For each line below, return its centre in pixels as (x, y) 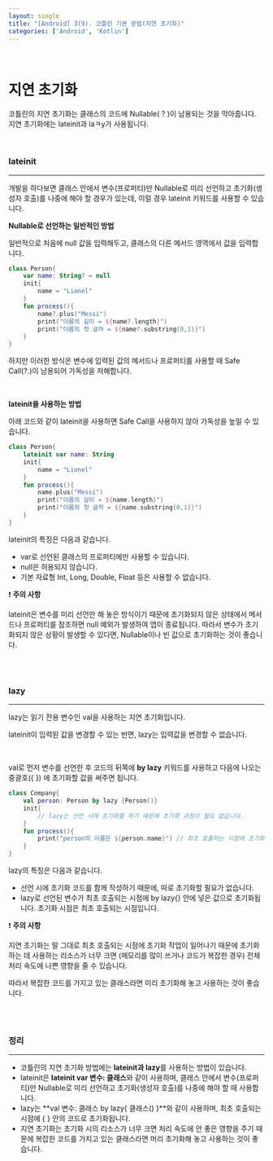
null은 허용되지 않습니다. (58, 566)
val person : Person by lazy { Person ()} (91, 801)
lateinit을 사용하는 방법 (45, 404)
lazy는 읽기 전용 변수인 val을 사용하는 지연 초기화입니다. (97, 717)
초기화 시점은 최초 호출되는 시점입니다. (99, 908)
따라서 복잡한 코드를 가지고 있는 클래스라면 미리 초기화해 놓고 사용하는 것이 (127, 983)
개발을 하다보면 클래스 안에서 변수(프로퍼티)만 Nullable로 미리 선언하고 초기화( (132, 187)
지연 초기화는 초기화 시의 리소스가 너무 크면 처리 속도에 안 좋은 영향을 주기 (137, 1128)
